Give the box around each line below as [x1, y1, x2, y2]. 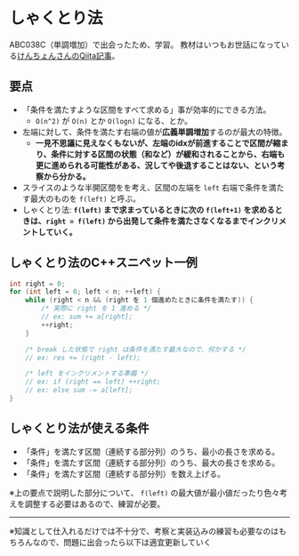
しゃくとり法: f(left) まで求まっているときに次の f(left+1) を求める [21, 204, 276, 214]
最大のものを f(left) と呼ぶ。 [29, 193, 141, 204]
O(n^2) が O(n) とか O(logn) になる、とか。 [35, 115, 193, 125]
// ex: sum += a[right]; [41, 312, 133, 321]
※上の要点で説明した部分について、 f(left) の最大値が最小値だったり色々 [9, 487, 280, 498]
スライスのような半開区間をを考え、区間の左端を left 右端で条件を [21, 181, 269, 192]
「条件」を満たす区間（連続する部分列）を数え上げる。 [21, 468, 225, 479]
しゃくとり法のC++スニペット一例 [9, 255, 198, 270]
